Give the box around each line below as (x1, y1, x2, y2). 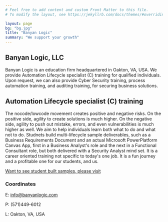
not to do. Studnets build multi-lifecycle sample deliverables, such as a (5, 131, 151, 137)
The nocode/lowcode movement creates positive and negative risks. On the (5, 110, 161, 116)
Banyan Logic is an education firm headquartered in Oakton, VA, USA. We (5, 66, 157, 72)
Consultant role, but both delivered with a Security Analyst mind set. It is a (5, 147, 158, 153)
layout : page (5, 21, 32, 26)
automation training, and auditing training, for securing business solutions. (5, 82, 158, 88)
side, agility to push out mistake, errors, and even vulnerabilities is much (5, 121, 154, 127)
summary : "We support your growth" (5, 35, 79, 40)
